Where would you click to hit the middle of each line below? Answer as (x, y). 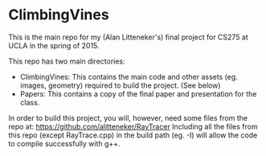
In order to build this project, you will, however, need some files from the (128, 117)
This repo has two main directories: (67, 61)
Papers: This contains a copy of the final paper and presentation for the (138, 93)
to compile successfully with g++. (64, 143)
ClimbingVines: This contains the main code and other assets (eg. (129, 76)
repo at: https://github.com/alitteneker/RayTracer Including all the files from (133, 126)
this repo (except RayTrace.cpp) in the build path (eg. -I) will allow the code (133, 135)
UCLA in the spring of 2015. (54, 45)
